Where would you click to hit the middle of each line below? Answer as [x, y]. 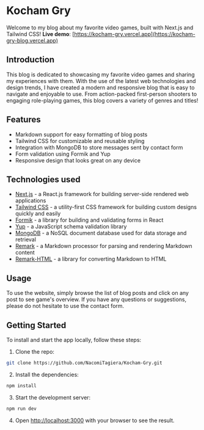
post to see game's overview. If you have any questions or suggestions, [97, 299]
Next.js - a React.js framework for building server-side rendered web [102, 194]
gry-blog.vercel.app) [32, 40]
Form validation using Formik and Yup [63, 154]
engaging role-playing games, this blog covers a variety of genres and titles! [102, 100]
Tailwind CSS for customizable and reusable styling [80, 140]
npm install [21, 385]
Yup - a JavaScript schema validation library [71, 227]
